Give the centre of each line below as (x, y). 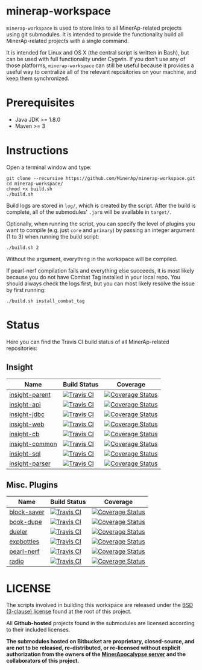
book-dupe (26, 522)
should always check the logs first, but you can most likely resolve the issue (100, 284)
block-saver (27, 512)
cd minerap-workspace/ (35, 184)
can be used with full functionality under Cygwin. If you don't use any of (96, 59)
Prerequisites (41, 103)
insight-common (33, 443)
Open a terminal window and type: (49, 167)
